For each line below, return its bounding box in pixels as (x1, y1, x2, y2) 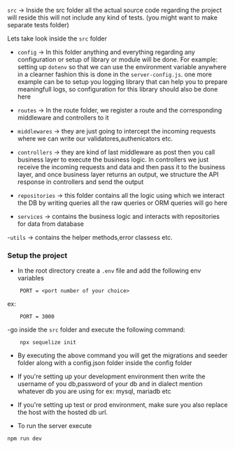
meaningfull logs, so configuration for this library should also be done (17, 85, 218, 93)
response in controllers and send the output (17, 178, 144, 186)
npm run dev (7, 435, 42, 443)
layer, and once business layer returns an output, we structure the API (17, 171, 219, 178)
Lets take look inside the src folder (7, 34, 107, 43)
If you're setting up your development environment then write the (17, 372, 206, 380)
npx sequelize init (20, 339, 77, 346)
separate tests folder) (7, 21, 70, 29)
